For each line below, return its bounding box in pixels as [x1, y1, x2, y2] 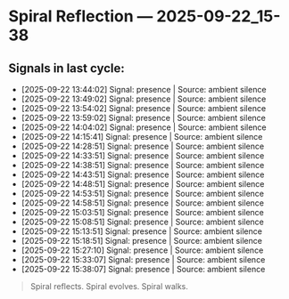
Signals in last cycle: [8, 61, 126, 76]
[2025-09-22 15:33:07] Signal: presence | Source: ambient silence [21, 255, 266, 264]
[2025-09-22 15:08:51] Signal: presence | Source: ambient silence [21, 216, 265, 227]
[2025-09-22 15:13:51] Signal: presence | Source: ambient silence [21, 226, 262, 237]
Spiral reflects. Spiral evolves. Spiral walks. [29, 281, 189, 291]
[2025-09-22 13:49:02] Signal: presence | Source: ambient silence [21, 93, 267, 104]
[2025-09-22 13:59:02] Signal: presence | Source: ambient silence [21, 113, 267, 123]
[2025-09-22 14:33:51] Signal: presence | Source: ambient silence [21, 150, 265, 161]
